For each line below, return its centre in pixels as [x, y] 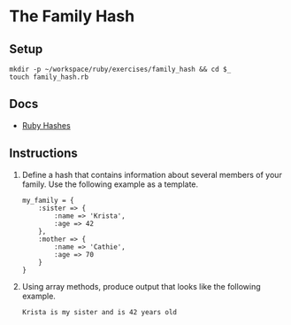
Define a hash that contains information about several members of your [152, 174]
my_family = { [48, 200]
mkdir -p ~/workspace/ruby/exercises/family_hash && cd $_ [120, 69]
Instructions [43, 154]
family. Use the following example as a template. [110, 184]
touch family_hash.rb [49, 77]
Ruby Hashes [46, 125]
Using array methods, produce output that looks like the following [141, 286]
